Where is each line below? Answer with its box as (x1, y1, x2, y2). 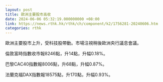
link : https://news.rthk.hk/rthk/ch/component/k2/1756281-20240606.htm (5, 21, 158, 26)
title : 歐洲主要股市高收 (5, 12, 51, 17)
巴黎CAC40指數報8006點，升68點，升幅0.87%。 (5, 61, 107, 67)
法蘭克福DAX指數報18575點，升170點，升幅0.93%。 (5, 72, 113, 78)
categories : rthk (5, 26, 42, 31)
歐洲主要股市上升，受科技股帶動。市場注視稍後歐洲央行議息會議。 (5, 40, 141, 46)
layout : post (5, 7, 33, 12)
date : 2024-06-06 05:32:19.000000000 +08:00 (5, 16, 100, 21)
